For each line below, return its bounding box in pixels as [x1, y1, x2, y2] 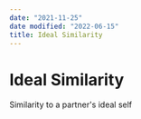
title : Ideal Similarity [9, 30, 103, 39]
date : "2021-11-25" [9, 13, 83, 23]
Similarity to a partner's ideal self [9, 99, 133, 110]
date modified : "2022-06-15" [9, 22, 119, 31]
